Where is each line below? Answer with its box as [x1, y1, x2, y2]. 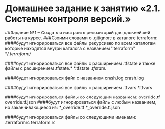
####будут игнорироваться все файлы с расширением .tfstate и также [5, 60, 156, 66]
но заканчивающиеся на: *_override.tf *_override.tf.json [5, 104, 120, 110]
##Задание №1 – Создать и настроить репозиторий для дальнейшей [5, 30, 151, 35]
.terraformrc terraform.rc [5, 119, 56, 125]
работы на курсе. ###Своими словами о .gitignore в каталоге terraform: [5, 35, 158, 41]
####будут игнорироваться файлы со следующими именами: [5, 114, 137, 120]
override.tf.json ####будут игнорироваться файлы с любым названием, [5, 99, 157, 105]
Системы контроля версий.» [5, 13, 131, 25]
